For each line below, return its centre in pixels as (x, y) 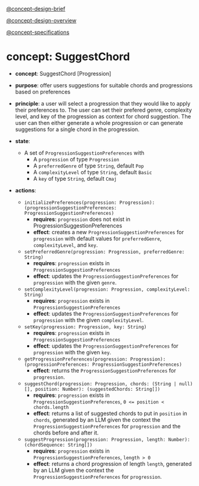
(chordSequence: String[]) (58, 445)
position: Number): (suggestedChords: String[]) (98, 389)
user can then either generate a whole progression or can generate (99, 123)
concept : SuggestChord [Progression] (63, 73)
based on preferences (43, 92)
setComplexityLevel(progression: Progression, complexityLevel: (107, 289)
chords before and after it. (66, 433)
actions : (25, 190)
